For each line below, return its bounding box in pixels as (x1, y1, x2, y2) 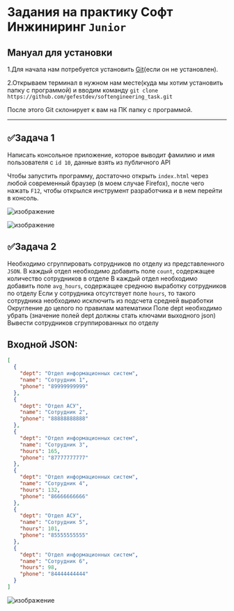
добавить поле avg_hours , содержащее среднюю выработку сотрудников (7, 281, 227, 289)
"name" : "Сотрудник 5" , (19, 519, 89, 526)
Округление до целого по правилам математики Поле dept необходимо (7, 303, 223, 312)
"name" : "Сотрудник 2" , (19, 408, 89, 416)
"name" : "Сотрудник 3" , (19, 441, 89, 448)
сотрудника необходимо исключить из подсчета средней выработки (7, 296, 214, 305)
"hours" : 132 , (19, 486, 61, 493)
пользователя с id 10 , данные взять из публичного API (7, 158, 171, 166)
